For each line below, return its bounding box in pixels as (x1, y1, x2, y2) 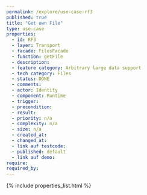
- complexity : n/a (11, 121, 58, 127)
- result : (11, 110, 36, 116)
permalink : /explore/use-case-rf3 (6, 8, 93, 15)
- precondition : (11, 104, 52, 110)
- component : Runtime (11, 93, 66, 99)
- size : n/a (11, 126, 42, 132)
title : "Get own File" (6, 20, 63, 26)
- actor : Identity (11, 87, 58, 93)
